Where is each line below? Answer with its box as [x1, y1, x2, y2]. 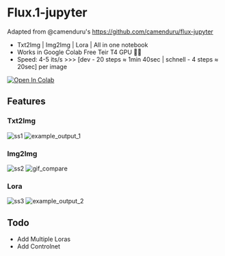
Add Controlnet [16, 242, 60, 251]
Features [7, 96, 46, 107]
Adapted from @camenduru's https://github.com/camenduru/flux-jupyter [7, 27, 213, 36]
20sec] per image [16, 62, 67, 71]
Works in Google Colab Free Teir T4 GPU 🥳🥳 [16, 48, 142, 56]
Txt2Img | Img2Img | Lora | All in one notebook [16, 40, 148, 49]
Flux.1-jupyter [7, 5, 88, 21]
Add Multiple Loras [16, 235, 70, 244]
